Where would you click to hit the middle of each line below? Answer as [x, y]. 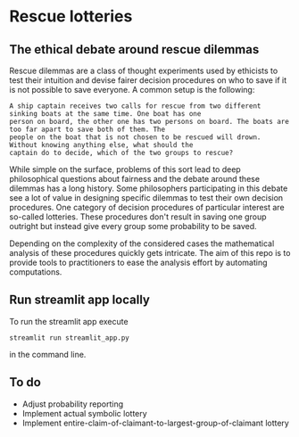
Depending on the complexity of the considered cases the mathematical [142, 243]
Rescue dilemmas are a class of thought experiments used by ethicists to [144, 70]
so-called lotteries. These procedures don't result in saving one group [138, 217]
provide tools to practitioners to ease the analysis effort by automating [138, 262]
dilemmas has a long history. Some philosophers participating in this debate [149, 188]
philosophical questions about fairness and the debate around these [135, 179]
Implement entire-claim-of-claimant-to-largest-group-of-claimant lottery [156, 423]
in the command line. [48, 354]
